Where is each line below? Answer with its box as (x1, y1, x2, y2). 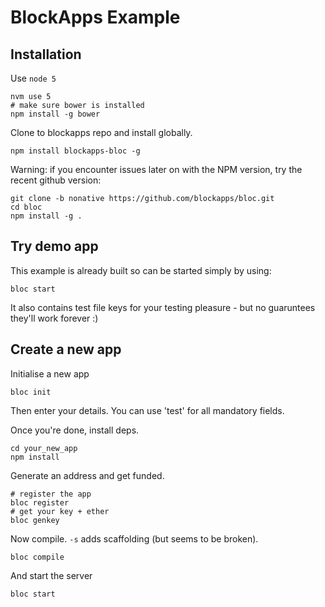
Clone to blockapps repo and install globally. (10, 127, 193, 138)
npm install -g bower (10, 109, 101, 119)
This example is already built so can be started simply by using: (10, 264, 272, 276)
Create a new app (10, 341, 122, 358)
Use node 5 (10, 72, 57, 84)
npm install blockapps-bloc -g (10, 146, 141, 156)
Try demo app (10, 238, 99, 255)
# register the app (10, 489, 92, 499)
